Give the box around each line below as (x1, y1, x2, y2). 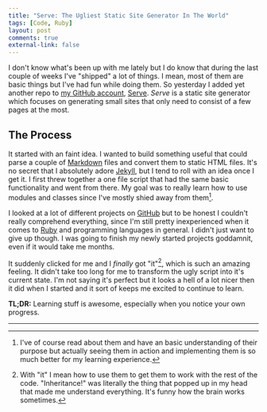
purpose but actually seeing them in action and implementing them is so (19, 346, 256, 356)
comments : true (8, 33, 59, 42)
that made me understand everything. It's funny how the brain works (19, 387, 245, 397)
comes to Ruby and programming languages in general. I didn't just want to (8, 225, 254, 234)
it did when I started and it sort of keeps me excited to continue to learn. (8, 283, 245, 294)
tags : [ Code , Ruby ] (8, 19, 73, 27)
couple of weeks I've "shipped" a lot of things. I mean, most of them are (8, 71, 244, 81)
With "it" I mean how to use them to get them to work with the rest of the (19, 370, 258, 379)
